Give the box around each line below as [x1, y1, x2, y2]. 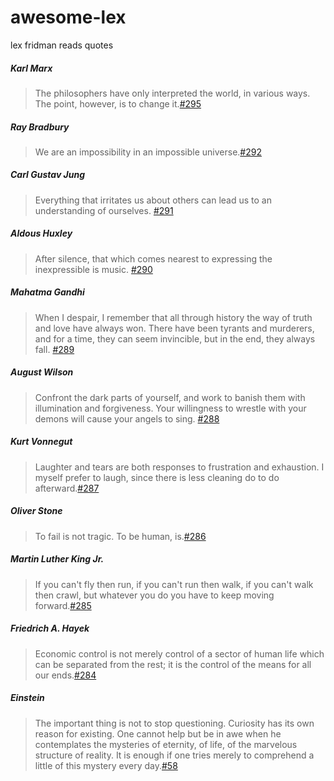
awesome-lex [10, 6, 127, 29]
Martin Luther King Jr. [10, 553, 105, 565]
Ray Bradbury [10, 121, 70, 133]
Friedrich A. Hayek [10, 622, 90, 635]
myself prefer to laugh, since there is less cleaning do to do [34, 471, 280, 483]
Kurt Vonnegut [10, 436, 73, 448]
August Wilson [10, 366, 74, 378]
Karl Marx [10, 62, 53, 74]
